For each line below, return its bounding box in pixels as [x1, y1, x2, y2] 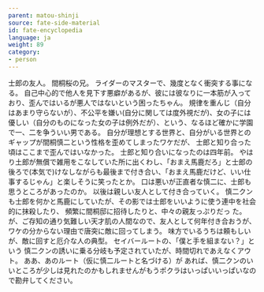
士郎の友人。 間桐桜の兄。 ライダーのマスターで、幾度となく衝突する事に [8, 78, 246, 88]
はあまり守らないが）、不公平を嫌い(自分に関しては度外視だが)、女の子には [8, 107, 251, 117]
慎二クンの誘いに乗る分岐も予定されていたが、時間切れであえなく [23, 245, 238, 255]
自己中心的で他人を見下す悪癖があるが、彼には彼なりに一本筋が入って [23, 88, 251, 97]
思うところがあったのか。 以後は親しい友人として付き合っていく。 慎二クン [8, 186, 254, 196]
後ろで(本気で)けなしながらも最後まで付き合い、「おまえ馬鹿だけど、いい [8, 167, 244, 176]
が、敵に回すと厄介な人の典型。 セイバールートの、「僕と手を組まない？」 [8, 236, 248, 245]
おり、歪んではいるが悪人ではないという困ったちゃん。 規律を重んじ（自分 [8, 98, 251, 107]
